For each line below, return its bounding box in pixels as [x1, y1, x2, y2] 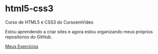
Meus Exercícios [5, 43, 38, 49]
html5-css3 [5, 3, 54, 14]
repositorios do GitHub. [5, 34, 53, 40]
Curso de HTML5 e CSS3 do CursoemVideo [5, 19, 94, 25]
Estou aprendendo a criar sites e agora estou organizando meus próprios [5, 28, 153, 34]
